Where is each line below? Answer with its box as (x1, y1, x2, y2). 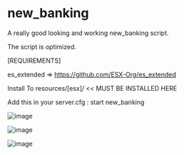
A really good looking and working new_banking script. (7, 29, 169, 37)
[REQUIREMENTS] (7, 56, 61, 65)
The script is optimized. (7, 42, 77, 51)
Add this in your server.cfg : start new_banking (7, 98, 145, 106)
